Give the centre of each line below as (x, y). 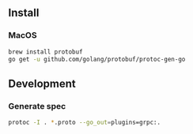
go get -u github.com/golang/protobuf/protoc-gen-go (97, 59)
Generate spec (37, 106)
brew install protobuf (45, 52)
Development (42, 83)
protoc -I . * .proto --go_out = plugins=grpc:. (84, 123)
